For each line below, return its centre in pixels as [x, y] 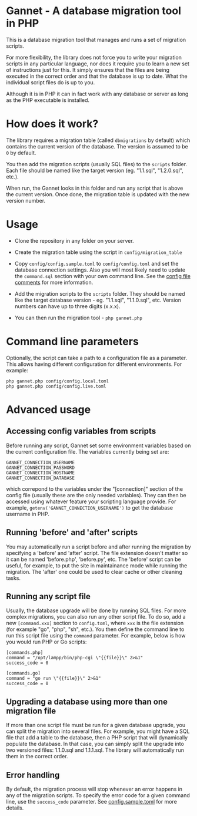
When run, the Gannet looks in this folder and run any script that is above [95, 188]
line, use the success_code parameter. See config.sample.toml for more [92, 802]
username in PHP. [28, 514]
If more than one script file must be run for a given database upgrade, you [96, 725]
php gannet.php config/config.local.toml [58, 381]
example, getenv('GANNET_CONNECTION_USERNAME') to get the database [90, 507]
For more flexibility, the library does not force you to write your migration [94, 57]
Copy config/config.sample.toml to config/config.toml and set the [96, 263]
